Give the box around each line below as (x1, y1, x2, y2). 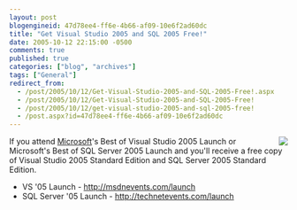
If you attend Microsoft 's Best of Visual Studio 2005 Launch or (9, 136, 237, 147)
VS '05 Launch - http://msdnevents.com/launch (21, 182, 196, 192)
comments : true (9, 46, 65, 55)
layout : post (9, 12, 57, 22)
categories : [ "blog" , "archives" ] (9, 63, 137, 72)
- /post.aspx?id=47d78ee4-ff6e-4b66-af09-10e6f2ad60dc (17, 112, 224, 121)
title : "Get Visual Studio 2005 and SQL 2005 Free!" (9, 29, 208, 38)
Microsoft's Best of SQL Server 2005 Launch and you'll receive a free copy (9, 145, 283, 156)
